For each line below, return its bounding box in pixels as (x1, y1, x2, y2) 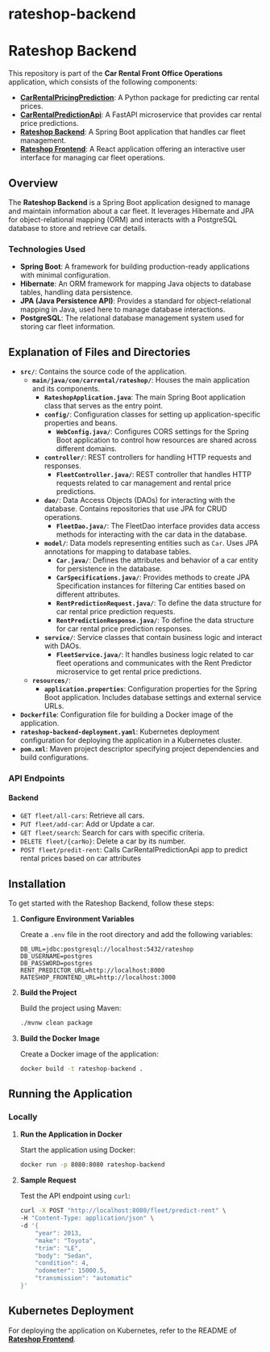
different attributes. (56, 590, 121, 600)
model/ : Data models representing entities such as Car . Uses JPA (44, 538, 259, 548)
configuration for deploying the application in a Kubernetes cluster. (19, 735, 243, 745)
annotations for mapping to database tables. (44, 546, 192, 557)
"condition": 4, (35, 1259, 89, 1267)
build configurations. (19, 752, 89, 763)
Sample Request (19, 1175, 77, 1185)
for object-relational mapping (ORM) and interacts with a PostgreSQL (8, 215, 238, 224)
